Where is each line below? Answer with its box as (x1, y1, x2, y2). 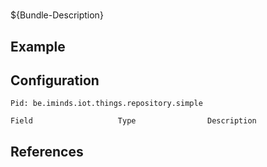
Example (10, 38, 66, 55)
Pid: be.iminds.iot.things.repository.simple (10, 99, 203, 109)
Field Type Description (10, 116, 257, 126)
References (10, 143, 84, 160)
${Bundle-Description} (10, 9, 104, 21)
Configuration (10, 72, 100, 89)
